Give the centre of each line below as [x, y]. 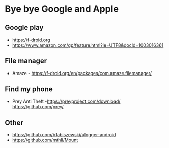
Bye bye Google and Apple [62, 9]
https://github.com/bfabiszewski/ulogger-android [64, 135]
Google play [24, 28]
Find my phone [29, 89]
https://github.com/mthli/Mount [45, 140]
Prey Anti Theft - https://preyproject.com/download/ [66, 101]
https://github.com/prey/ [38, 106]
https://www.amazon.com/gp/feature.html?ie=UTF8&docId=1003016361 [88, 45]
